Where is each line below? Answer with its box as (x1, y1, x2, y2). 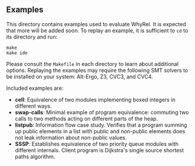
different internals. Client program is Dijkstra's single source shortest (14, 146, 184, 154)
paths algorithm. (14, 153, 55, 160)
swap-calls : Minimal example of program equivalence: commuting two (14, 108, 189, 115)
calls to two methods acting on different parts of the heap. (14, 115, 158, 122)
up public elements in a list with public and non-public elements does (14, 127, 185, 134)
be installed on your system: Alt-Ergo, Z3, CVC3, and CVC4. (6, 73, 153, 80)
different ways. (14, 102, 52, 109)
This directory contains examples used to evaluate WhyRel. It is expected (6, 20, 187, 27)
